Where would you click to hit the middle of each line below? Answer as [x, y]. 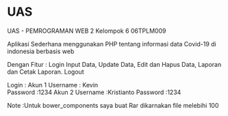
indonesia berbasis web [41, 51]
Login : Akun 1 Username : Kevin [53, 85]
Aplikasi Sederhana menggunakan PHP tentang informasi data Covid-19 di [112, 44]
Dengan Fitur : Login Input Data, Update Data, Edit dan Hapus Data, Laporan [114, 64]
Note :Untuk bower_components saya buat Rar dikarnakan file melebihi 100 [113, 105]
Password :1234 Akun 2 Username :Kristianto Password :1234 [94, 92]
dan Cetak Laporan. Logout [46, 72]
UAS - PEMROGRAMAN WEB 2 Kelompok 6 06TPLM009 [87, 31]
